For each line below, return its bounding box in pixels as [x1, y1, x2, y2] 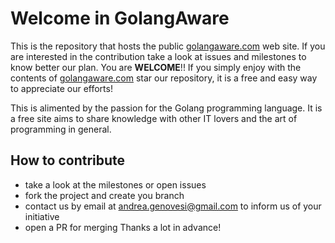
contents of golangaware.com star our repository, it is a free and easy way [10, 72, 318, 84]
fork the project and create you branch [24, 189, 185, 201]
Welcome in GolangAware [10, 7, 230, 30]
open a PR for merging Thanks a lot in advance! [24, 221, 222, 233]
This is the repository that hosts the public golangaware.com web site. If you [10, 40, 326, 52]
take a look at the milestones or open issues [24, 178, 207, 191]
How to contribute [10, 152, 126, 169]
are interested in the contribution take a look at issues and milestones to [10, 50, 307, 62]
